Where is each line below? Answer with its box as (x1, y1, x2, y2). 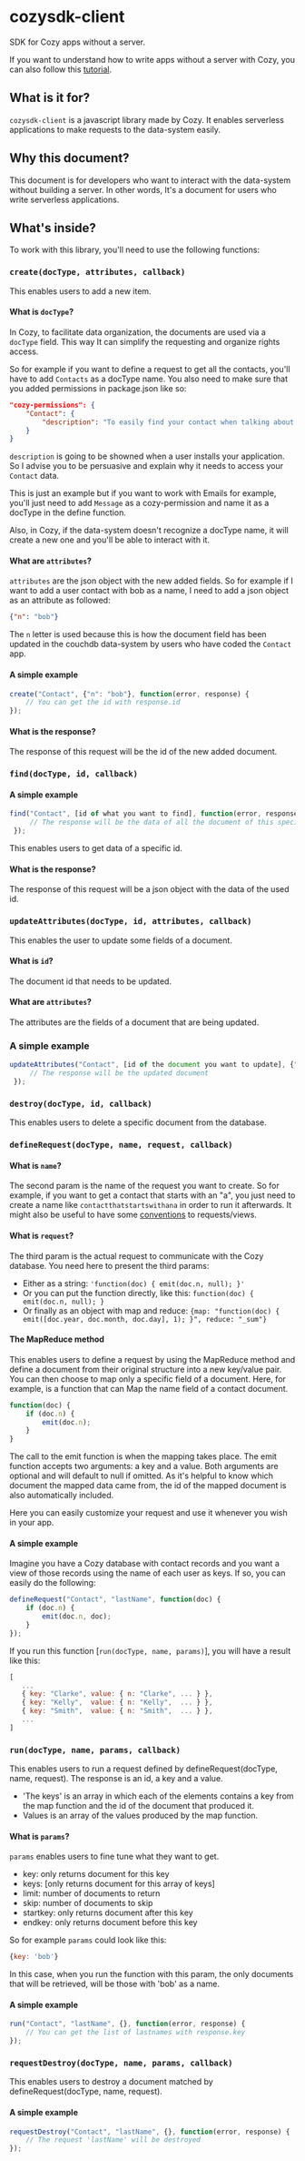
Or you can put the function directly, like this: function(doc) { (22, 1287, 254, 1298)
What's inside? (9, 220, 97, 236)
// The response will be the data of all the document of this (29, 817, 274, 827)
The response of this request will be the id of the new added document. (9, 746, 278, 757)
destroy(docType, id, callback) (9, 1099, 152, 1109)
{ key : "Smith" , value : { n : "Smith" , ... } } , (21, 1707, 213, 1716)
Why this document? (9, 150, 130, 166)
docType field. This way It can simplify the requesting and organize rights (9, 336, 280, 347)
